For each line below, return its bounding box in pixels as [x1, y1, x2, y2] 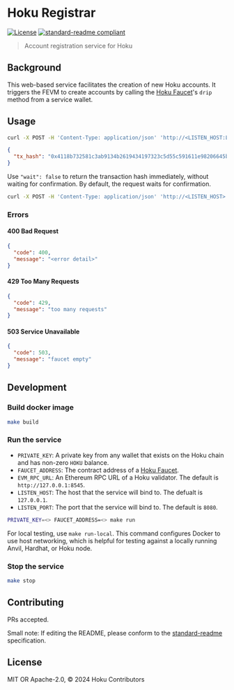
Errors [7, 210, 29, 220]
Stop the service [7, 561, 65, 571]
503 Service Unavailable [7, 327, 80, 336]
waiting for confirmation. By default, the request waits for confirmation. [7, 180, 211, 188]
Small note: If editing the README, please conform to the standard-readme [7, 628, 223, 637]
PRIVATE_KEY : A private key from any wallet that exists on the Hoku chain [17, 451, 224, 459]
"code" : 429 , [13, 299, 52, 306]
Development [7, 382, 68, 394]
